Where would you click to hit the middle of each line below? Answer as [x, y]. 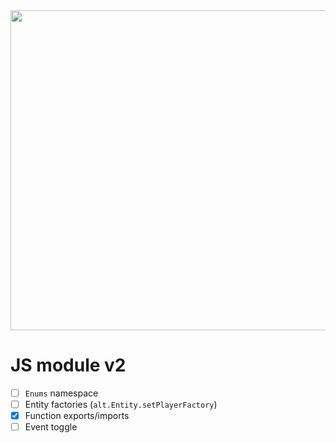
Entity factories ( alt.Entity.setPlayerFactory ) [121, 404]
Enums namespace [61, 393]
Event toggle [51, 427]
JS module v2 [68, 365]
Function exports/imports [77, 416]
